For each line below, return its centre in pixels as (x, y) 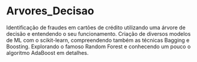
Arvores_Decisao (50, 11)
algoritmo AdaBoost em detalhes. (47, 52)
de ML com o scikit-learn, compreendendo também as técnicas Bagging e (98, 40)
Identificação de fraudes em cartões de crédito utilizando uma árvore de (96, 27)
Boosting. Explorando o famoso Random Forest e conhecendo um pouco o (98, 46)
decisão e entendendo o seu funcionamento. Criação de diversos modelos (98, 33)
